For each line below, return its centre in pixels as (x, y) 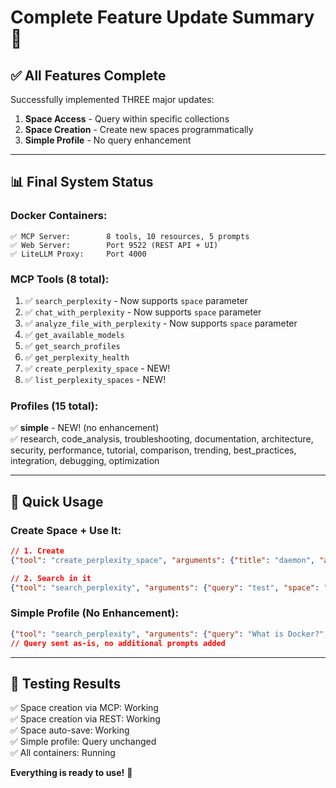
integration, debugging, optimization (85, 461)
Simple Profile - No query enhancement (108, 140)
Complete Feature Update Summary (162, 17)
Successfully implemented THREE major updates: (112, 99)
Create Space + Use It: (66, 530)
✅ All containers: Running (63, 753)
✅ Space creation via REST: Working (85, 719)
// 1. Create (37, 551)
